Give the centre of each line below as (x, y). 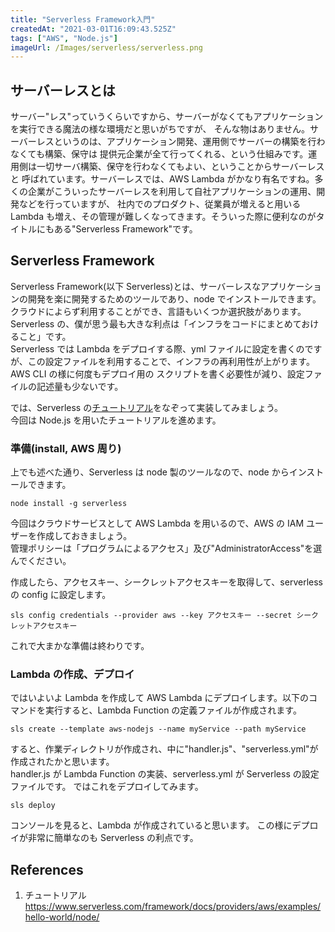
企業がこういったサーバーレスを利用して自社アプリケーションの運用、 (172, 192)
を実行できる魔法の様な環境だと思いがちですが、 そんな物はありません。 (160, 129)
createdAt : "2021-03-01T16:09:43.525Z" (93, 29)
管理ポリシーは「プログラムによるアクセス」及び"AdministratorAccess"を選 (166, 548)
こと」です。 (45, 336)
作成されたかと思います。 (62, 762)
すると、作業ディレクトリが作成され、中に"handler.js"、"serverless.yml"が (164, 749)
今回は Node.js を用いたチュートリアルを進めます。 (116, 420)
